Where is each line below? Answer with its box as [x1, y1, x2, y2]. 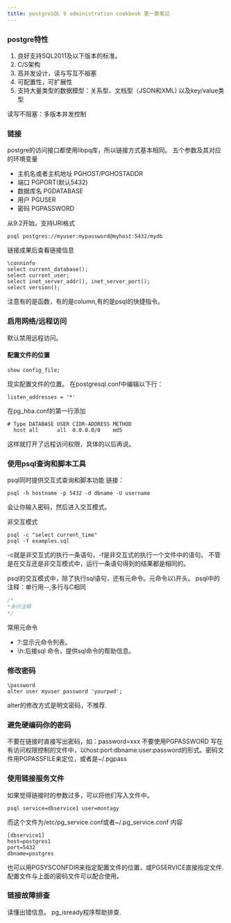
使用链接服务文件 [7, 773, 65, 783]
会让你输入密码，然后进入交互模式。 [7, 503, 111, 511]
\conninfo [7, 260, 36, 267]
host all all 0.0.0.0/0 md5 [13, 426, 123, 433]
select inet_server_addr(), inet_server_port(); [7, 278, 151, 285]
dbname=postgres [7, 850, 54, 857]
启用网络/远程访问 [7, 316, 67, 326]
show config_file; [7, 367, 60, 374]
